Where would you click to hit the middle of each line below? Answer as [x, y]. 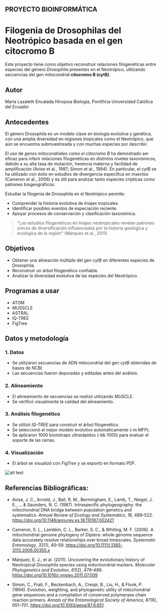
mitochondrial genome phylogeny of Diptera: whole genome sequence [82, 534]
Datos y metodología [37, 338]
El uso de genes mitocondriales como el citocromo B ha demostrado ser [77, 153]
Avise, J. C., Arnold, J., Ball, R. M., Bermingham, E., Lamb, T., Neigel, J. [82, 499]
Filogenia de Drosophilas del [63, 30]
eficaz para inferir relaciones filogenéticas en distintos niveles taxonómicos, [81, 158]
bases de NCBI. [28, 368]
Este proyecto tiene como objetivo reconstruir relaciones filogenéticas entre [81, 65]
